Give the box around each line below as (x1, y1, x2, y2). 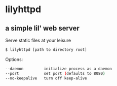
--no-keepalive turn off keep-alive (5, 75, 87, 81)
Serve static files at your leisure (5, 37, 71, 43)
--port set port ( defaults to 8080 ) (5, 71, 105, 76)
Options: (5, 56, 23, 62)
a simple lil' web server (5, 24, 80, 33)
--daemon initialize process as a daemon (5, 66, 112, 71)
